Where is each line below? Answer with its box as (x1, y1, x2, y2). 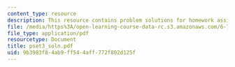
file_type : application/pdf (7, 29, 90, 37)
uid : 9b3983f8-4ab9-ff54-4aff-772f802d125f (7, 50, 136, 57)
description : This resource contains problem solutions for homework (7, 17, 215, 24)
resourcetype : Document (7, 36, 77, 43)
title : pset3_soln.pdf (7, 43, 73, 50)
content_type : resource (7, 10, 77, 17)
